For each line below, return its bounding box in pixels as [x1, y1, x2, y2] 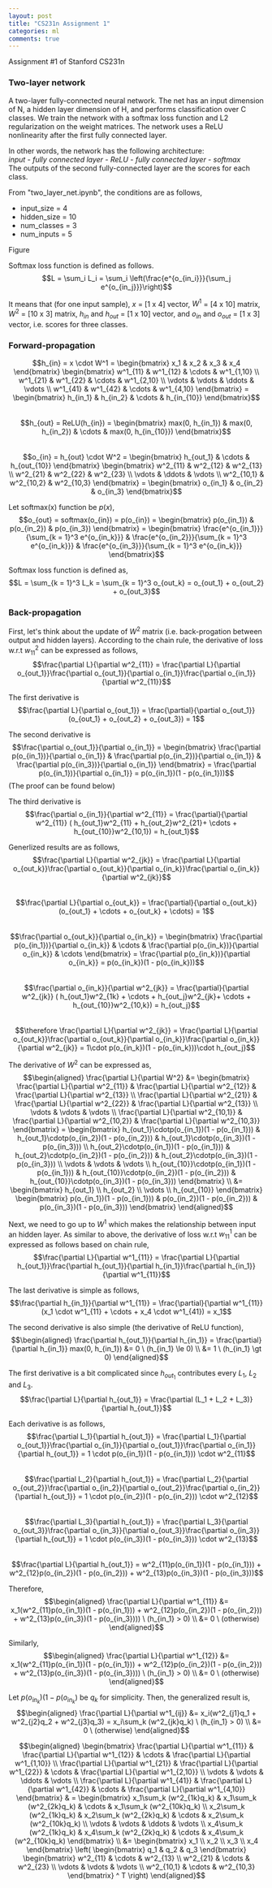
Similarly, [8, 1638, 39, 1648]
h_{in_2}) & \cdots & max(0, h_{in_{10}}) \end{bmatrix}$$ [41, 426, 231, 436]
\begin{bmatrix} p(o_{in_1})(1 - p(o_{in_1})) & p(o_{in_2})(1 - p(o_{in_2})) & [15, 1194, 258, 1203]
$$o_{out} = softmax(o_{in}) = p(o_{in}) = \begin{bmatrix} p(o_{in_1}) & [19, 515, 254, 525]
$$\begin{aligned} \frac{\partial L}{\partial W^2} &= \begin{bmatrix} [23, 1073, 250, 1082]
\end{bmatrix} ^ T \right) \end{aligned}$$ [67, 1871, 205, 1881]
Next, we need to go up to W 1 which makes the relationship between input [8, 1218, 257, 1229]
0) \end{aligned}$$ [104, 1353, 169, 1363]
